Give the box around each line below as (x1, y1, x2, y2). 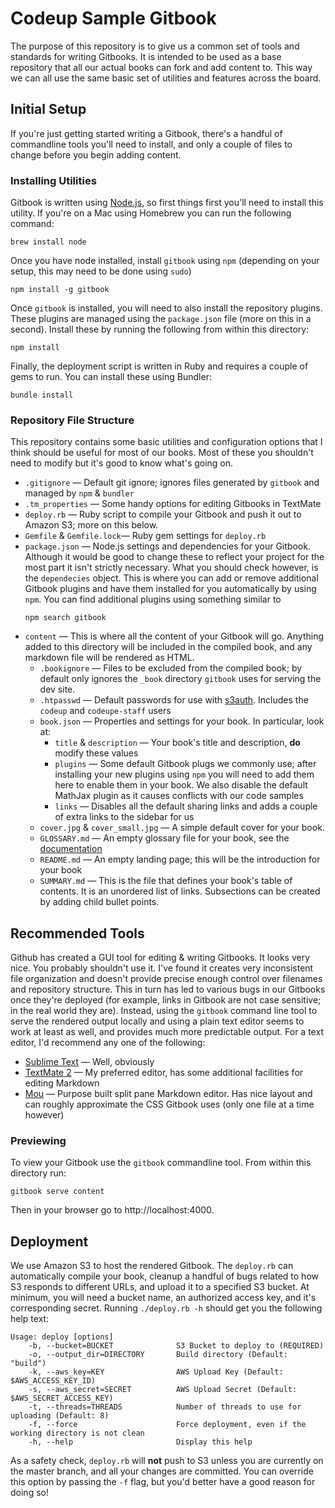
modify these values (54, 747, 139, 759)
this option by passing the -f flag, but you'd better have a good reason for (10, 1476, 316, 1488)
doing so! (10, 1487, 49, 1499)
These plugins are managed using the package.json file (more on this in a (10, 313, 312, 325)
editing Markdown (24, 1077, 100, 1089)
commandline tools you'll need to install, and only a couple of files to (10, 138, 293, 150)
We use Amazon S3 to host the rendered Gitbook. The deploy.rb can (10, 1260, 294, 1272)
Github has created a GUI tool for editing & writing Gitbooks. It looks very (10, 952, 311, 964)
